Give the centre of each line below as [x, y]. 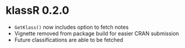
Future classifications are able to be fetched [69, 40]
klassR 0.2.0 [38, 10]
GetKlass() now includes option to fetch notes [71, 27]
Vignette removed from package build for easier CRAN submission [97, 33]
